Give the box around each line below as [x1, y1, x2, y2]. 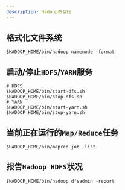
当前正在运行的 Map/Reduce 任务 [6, 127, 119, 138]
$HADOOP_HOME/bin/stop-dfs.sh [6, 94, 83, 100]
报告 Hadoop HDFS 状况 [6, 162, 83, 172]
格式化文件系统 [6, 33, 62, 43]
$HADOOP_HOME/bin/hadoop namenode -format [6, 49, 115, 55]
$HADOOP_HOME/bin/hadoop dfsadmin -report [6, 178, 115, 184]
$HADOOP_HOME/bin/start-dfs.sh [6, 89, 85, 95]
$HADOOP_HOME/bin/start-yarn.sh [6, 104, 88, 110]
